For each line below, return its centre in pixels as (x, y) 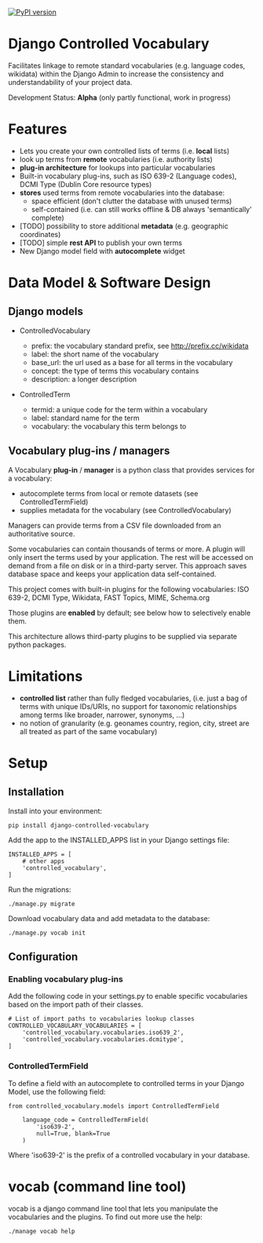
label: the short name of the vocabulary (95, 354)
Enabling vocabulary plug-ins (66, 979)
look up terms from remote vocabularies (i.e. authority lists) (116, 159)
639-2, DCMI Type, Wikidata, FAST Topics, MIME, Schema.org (109, 598)
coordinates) (40, 234)
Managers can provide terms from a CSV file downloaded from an (115, 525)
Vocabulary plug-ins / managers (89, 451)
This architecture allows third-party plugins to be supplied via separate (123, 636)
